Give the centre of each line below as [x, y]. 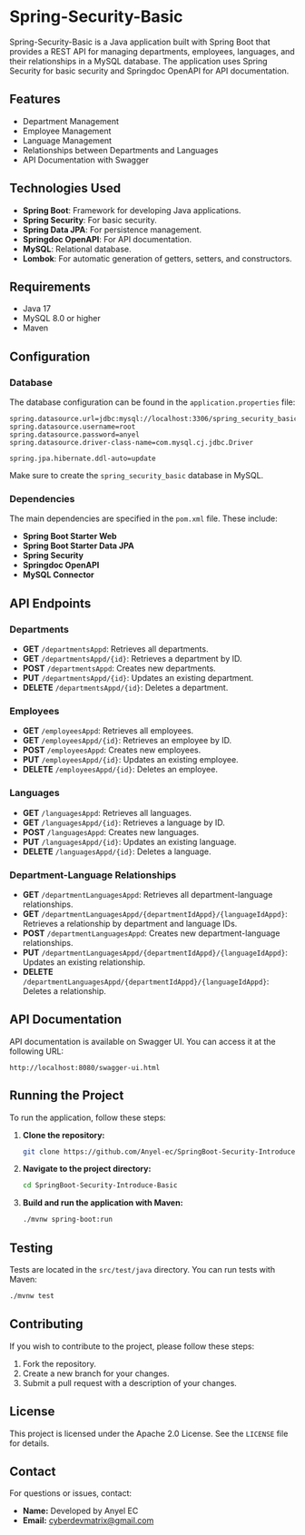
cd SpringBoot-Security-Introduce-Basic [100, 1186]
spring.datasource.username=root [73, 427]
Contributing [46, 1324]
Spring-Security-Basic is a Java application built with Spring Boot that [140, 42]
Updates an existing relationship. [84, 962]
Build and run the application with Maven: [103, 1203]
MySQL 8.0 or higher [62, 319]
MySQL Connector [58, 575]
